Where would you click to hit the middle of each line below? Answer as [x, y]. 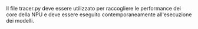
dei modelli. [20, 21]
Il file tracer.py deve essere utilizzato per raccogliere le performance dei [94, 8]
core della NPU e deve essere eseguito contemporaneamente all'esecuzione [99, 14]
